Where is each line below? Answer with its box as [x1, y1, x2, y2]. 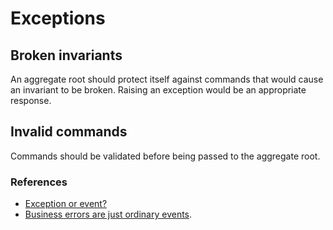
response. [10, 95, 52, 106]
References [10, 175, 68, 189]
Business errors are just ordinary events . [24, 208, 193, 221]
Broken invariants [10, 47, 123, 64]
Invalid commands [10, 123, 128, 141]
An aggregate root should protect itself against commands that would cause [10, 73, 324, 85]
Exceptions [10, 7, 106, 30]
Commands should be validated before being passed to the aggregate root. [10, 150, 321, 162]
